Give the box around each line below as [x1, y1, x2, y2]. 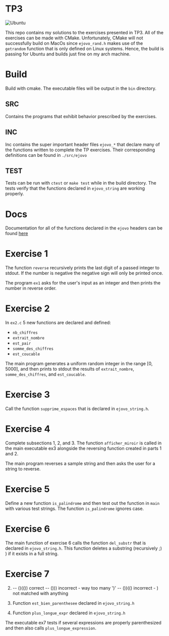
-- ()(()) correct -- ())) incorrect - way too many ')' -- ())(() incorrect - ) [12, 585, 159, 591]
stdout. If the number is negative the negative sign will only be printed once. [5, 270, 163, 276]
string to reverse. [5, 466, 41, 472]
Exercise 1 [5, 248, 48, 260]
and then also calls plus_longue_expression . [5, 625, 97, 631]
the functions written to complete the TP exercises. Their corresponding [5, 147, 155, 153]
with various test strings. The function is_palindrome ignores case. [5, 505, 144, 511]
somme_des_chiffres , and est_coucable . [5, 371, 86, 377]
